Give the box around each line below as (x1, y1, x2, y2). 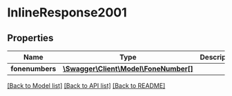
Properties (7, 32, 54, 44)
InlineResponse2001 (7, 5, 128, 21)
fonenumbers (10, 64, 57, 73)
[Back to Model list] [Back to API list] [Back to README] (7, 82, 166, 90)
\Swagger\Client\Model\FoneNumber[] (62, 64, 193, 73)
